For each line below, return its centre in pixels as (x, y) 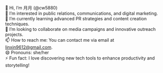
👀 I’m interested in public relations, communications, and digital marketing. (81, 13)
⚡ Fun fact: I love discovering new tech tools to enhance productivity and (80, 58)
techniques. (17, 24)
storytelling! (17, 65)
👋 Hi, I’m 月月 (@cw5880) (31, 8)
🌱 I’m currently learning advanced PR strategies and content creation (76, 19)
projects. (14, 35)
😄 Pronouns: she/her (27, 52)
